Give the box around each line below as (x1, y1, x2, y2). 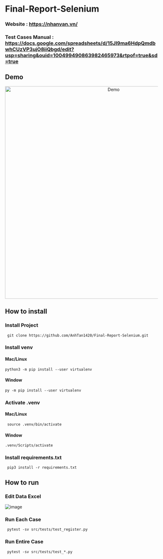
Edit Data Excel (5, 493, 41, 500)
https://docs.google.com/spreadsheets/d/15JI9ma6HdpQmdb (5, 40, 156, 47)
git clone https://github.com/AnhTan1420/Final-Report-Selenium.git (7, 333, 149, 338)
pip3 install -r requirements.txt (7, 465, 77, 470)
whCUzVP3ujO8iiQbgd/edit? (5, 46, 74, 53)
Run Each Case (5, 516, 41, 523)
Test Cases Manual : (5, 34, 54, 41)
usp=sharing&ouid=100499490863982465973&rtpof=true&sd (5, 52, 158, 59)
